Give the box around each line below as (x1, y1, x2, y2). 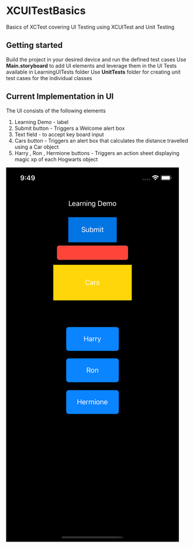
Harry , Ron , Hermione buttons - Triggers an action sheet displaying (14, 149, 179, 156)
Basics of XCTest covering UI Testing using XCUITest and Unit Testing (6, 23, 175, 30)
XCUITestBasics (6, 4, 86, 18)
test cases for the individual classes (6, 74, 92, 81)
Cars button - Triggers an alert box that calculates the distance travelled (14, 137, 189, 144)
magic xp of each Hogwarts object (14, 156, 98, 163)
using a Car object (14, 143, 59, 150)
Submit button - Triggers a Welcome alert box (14, 125, 125, 132)
